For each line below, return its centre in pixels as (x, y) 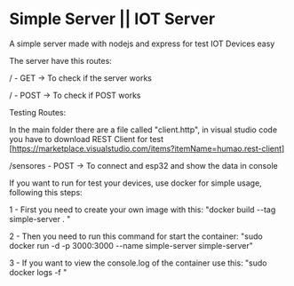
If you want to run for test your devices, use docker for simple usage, (135, 183)
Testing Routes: (38, 112)
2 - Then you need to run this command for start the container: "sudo (136, 236)
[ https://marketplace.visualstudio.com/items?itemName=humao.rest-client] (147, 148)
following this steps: (46, 192)
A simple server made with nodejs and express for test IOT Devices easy (142, 44)
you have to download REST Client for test (87, 139)
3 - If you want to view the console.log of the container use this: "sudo (139, 263)
